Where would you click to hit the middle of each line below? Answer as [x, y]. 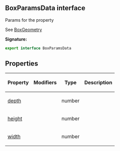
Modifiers [45, 82]
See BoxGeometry [24, 30]
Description [98, 82]
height [15, 118]
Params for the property [30, 20]
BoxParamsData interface [45, 8]
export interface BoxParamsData [38, 48]
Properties [22, 64]
